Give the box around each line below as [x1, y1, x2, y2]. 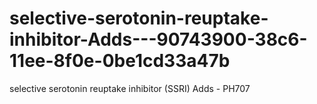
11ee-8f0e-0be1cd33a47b [9, 50, 231, 72]
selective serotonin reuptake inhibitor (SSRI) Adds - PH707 [9, 82, 251, 94]
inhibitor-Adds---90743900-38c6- [9, 28, 308, 51]
